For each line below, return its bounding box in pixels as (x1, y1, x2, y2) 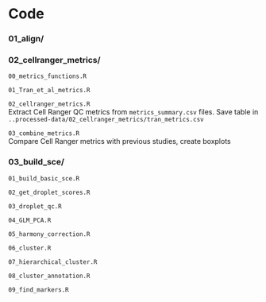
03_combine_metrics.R (8, 130, 80, 137)
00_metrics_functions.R (8, 72, 87, 80)
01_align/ (8, 33, 44, 45)
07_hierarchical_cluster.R (8, 257, 98, 266)
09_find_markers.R (8, 285, 69, 294)
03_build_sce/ (8, 157, 65, 168)
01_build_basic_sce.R (8, 174, 80, 183)
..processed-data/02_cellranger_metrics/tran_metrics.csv (8, 116, 204, 124)
